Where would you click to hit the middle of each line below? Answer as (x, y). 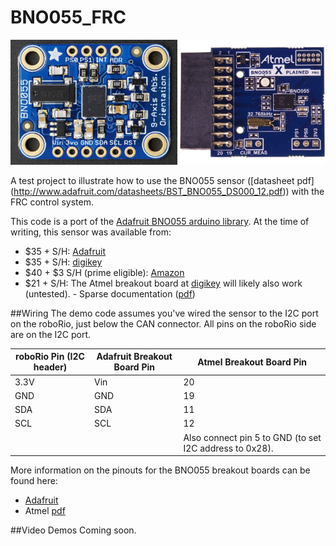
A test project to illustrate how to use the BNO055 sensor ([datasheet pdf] (162, 180)
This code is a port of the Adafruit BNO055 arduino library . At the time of (160, 221)
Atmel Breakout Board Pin (252, 362)
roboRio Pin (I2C (50, 357)
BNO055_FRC (68, 17)
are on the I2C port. (51, 334)
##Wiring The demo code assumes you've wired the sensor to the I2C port (164, 313)
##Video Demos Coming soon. (73, 530)
